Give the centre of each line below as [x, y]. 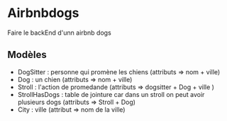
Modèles [27, 55]
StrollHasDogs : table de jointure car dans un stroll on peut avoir [111, 94]
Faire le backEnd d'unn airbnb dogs [59, 33]
